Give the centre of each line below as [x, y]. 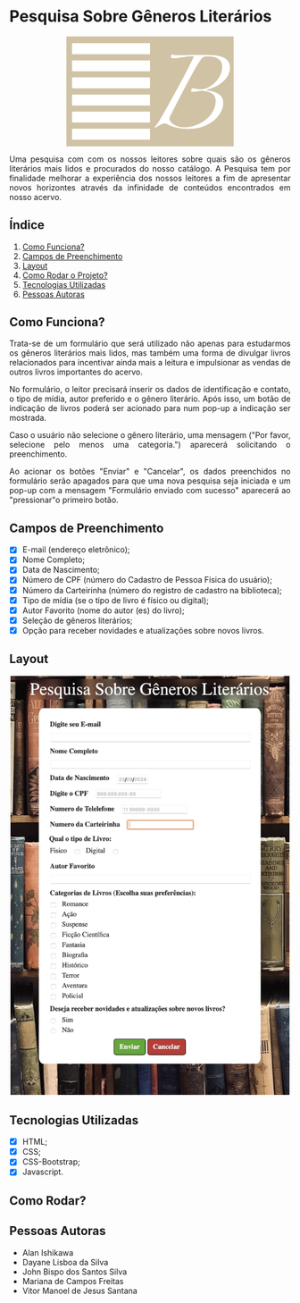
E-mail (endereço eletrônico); [76, 550]
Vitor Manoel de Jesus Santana [80, 1290]
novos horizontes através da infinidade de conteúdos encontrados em [150, 187]
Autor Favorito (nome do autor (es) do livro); [103, 610]
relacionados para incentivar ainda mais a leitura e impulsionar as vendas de [150, 363]
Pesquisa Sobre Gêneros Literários [141, 17]
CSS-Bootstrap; [51, 1162]
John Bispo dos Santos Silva [75, 1272]
